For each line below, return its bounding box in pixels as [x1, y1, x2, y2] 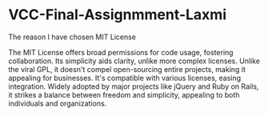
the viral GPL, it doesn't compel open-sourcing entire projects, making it [8, 64, 246, 74]
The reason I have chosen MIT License [8, 32, 137, 42]
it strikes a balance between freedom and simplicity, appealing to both [8, 90, 240, 99]
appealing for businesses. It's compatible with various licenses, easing [8, 73, 242, 82]
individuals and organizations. [8, 98, 107, 108]
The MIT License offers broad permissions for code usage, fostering [8, 47, 234, 57]
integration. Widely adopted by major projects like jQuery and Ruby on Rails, [8, 82, 259, 91]
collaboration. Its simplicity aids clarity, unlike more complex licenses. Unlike [8, 56, 260, 66]
